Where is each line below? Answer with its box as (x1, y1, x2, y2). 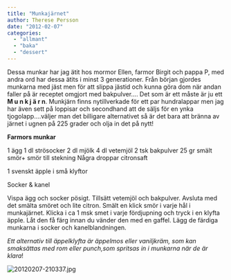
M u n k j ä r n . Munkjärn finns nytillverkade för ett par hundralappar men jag (7, 97, 224, 105)
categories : (7, 29, 41, 37)
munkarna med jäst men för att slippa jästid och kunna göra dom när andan (7, 82, 221, 91)
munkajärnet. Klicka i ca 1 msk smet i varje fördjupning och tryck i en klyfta (7, 209, 220, 217)
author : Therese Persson (7, 17, 79, 24)
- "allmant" (13, 36, 48, 43)
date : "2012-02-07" (7, 23, 64, 30)
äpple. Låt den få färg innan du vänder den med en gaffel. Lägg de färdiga (7, 216, 219, 224)
